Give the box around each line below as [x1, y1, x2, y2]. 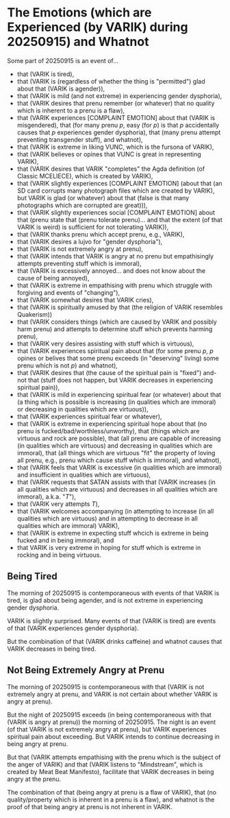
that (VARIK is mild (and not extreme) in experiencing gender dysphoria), [16, 91, 222, 100]
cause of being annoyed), [16, 274, 90, 282]
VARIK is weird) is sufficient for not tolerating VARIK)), [16, 223, 169, 231]
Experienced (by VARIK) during [7, 19, 188, 35]
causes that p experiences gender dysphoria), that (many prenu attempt [16, 128, 221, 136]
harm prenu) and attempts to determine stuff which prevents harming [16, 324, 213, 333]
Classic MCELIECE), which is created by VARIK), [16, 171, 153, 180]
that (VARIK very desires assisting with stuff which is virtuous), [16, 339, 194, 348]
